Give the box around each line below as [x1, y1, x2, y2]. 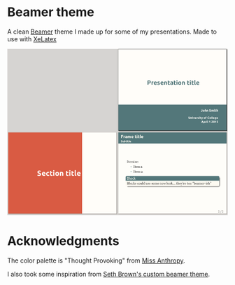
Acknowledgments [7, 233, 120, 249]
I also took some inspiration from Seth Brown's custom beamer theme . [7, 270, 211, 279]
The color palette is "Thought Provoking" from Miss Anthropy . [7, 256, 185, 265]
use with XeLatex [7, 34, 57, 43]
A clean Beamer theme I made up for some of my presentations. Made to [7, 27, 218, 36]
